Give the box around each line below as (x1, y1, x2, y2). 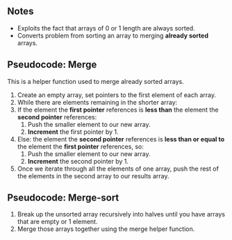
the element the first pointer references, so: (17, 142, 144, 151)
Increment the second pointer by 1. (27, 157, 129, 165)
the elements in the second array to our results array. (17, 171, 169, 180)
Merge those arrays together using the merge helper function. (17, 225, 195, 233)
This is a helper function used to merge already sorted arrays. (7, 77, 184, 85)
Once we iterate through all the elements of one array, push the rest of (17, 164, 219, 173)
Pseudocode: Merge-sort (7, 192, 119, 204)
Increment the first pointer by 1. (27, 128, 119, 136)
